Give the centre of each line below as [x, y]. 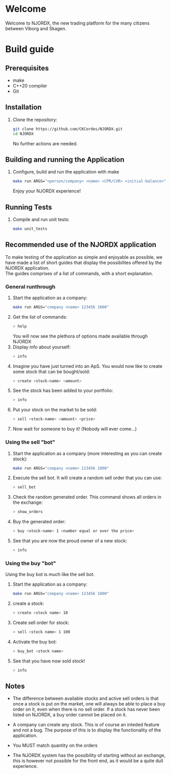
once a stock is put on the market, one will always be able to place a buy [89, 704]
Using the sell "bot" [30, 442]
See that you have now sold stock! [49, 661]
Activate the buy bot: [35, 642]
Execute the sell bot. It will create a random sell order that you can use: [87, 478]
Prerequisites [27, 68]
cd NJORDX [23, 134]
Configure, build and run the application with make [66, 172]
